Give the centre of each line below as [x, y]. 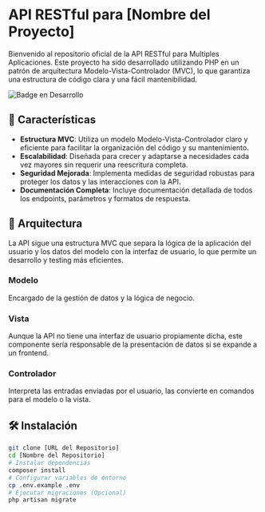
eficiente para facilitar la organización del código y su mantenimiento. [134, 147]
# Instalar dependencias [49, 463]
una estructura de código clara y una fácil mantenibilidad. [103, 79]
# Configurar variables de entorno [67, 478]
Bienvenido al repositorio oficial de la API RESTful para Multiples [114, 54]
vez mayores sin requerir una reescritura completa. [104, 165]
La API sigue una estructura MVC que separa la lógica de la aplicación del [130, 243]
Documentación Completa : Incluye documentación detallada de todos [136, 190]
